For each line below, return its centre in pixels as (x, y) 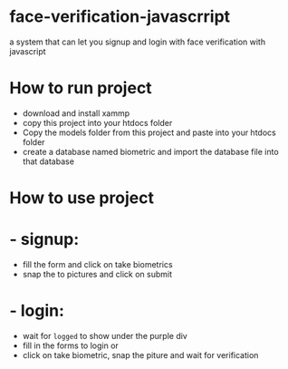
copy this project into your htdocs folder (97, 122)
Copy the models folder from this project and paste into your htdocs (149, 132)
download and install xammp (76, 113)
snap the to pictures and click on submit (97, 274)
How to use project (82, 198)
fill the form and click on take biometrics (98, 264)
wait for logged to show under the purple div (105, 335)
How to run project (81, 88)
